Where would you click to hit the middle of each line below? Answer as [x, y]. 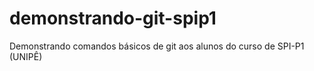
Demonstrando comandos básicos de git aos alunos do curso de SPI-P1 [157, 46]
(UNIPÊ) [26, 56]
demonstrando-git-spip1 [113, 18]
